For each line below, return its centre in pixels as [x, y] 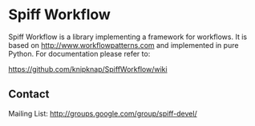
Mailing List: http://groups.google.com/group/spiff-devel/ [103, 113]
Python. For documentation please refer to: [79, 53]
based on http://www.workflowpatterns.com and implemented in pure [123, 45]
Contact [29, 94]
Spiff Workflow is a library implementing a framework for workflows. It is [127, 37]
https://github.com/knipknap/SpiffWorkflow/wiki [88, 69]
